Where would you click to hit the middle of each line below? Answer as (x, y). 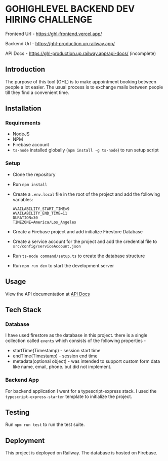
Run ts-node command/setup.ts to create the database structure (79, 256)
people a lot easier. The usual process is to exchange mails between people (84, 87)
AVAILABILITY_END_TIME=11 (40, 213)
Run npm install (30, 184)
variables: (23, 199)
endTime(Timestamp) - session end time (55, 356)
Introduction (25, 69)
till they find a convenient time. (37, 93)
